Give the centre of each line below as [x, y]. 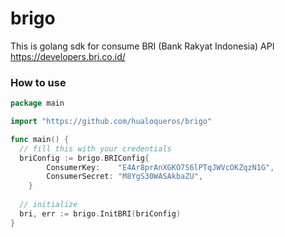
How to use [38, 82]
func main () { [40, 139]
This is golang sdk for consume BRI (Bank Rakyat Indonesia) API [142, 46]
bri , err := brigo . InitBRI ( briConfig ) [100, 213]
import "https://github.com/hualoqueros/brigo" [111, 122]
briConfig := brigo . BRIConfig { [84, 158]
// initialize [48, 205]
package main [37, 103]
